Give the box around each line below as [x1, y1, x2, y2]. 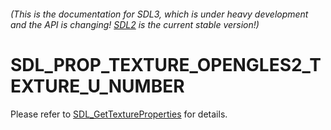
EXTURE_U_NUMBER [10, 75, 185, 97]
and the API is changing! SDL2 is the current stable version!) [10, 18, 260, 30]
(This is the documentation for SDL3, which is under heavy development [10, 8, 309, 20]
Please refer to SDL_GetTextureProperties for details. [10, 108, 228, 120]
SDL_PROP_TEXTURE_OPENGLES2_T [10, 53, 322, 76]
